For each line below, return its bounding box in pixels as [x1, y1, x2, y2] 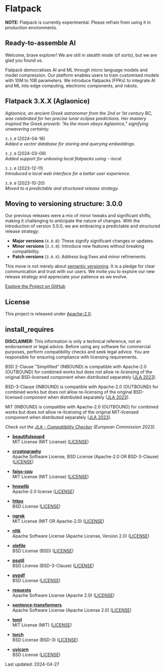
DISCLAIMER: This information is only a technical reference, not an [5, 338, 141, 344]
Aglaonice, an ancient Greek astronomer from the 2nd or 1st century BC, [5, 110, 153, 116]
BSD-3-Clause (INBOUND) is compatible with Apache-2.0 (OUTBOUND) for [5, 384, 159, 390]
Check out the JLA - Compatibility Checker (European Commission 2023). [5, 424, 156, 430]
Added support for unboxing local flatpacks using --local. [5, 155, 123, 161]
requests [12, 587, 32, 593]
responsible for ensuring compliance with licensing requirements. [5, 354, 138, 360]
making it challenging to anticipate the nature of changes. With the [5, 218, 140, 224]
